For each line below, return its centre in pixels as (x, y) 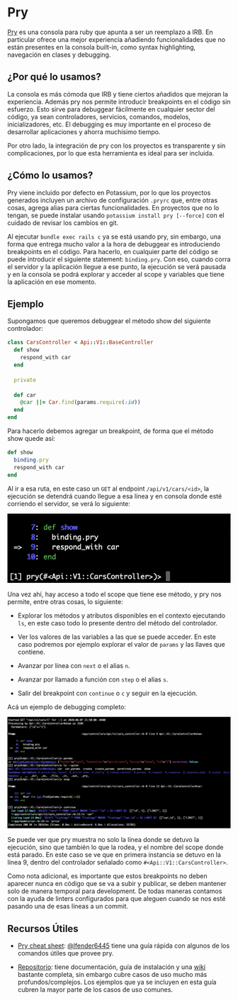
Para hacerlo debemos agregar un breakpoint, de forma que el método (110, 431)
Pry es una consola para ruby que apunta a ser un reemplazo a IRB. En (110, 32)
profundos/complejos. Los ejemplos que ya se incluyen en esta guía (117, 982)
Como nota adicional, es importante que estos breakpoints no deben (107, 876)
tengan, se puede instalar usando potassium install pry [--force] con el (116, 215)
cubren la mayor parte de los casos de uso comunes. (95, 989)
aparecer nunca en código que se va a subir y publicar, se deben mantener (117, 884)
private (25, 380)
